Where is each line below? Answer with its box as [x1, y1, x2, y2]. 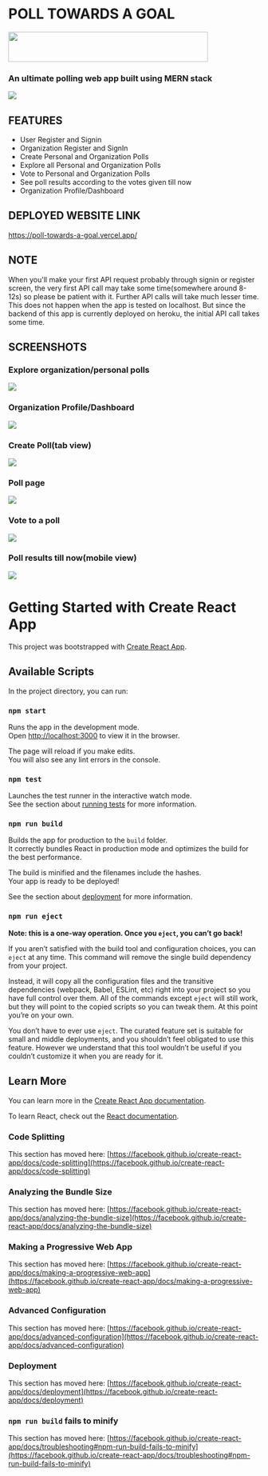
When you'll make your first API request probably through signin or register [8, 274, 255, 284]
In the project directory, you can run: [8, 686, 128, 696]
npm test [8, 774, 42, 784]
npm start [8, 706, 46, 715]
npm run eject [8, 912, 63, 921]
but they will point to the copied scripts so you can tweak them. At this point [8, 1002, 258, 1011]
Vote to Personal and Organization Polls [19, 169, 151, 178]
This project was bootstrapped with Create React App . [8, 642, 187, 651]
